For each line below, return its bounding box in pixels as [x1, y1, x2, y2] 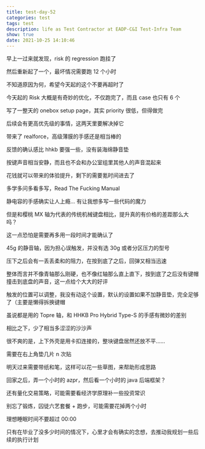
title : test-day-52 [6, 9, 56, 15]
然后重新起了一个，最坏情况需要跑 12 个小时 [6, 68, 117, 75]
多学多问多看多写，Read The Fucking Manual [6, 184, 120, 192]
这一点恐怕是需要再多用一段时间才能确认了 [6, 232, 113, 238]
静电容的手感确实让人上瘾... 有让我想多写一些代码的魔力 [6, 198, 146, 205]
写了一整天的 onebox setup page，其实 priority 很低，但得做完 [6, 107, 164, 114]
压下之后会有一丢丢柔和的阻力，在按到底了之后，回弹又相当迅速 [6, 257, 167, 265]
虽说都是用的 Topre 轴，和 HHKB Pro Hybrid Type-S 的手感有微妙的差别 [6, 312, 187, 318]
